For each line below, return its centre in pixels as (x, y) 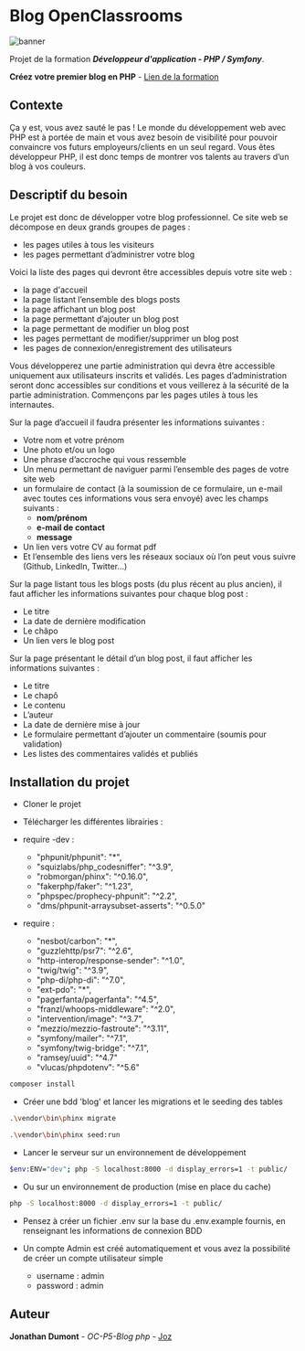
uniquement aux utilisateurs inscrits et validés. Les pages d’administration (148, 375)
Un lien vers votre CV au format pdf (89, 547)
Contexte (37, 106)
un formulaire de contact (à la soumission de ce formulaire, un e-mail (152, 488)
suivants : (41, 507)
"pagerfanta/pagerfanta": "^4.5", (98, 1000)
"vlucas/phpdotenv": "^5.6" (88, 1068)
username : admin (70, 1275)
